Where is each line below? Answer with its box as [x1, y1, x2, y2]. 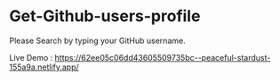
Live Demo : [9, 52, 53, 63]
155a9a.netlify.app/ [9, 62, 80, 72]
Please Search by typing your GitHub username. [9, 35, 186, 46]
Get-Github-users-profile [9, 6, 201, 26]
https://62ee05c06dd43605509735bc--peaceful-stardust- [54, 52, 271, 63]
